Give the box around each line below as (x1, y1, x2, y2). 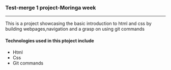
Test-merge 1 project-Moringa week (5, 4, 96, 11)
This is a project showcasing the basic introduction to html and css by (5, 20, 152, 27)
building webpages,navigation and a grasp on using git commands (5, 26, 145, 32)
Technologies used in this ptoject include (5, 37, 94, 43)
